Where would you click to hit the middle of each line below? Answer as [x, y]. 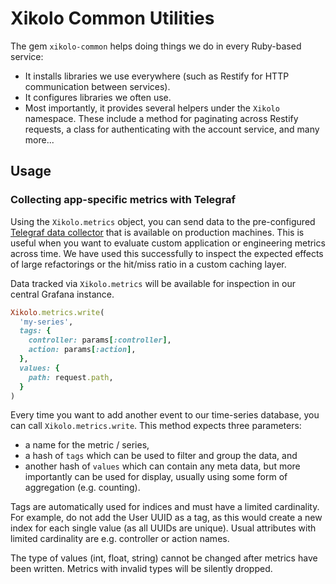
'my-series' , [46, 322]
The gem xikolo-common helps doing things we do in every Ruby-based [156, 46]
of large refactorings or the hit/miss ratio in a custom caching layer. [148, 264]
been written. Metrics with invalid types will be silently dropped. [141, 569]
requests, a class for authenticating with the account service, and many [172, 129]
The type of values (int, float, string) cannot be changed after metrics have [164, 558]
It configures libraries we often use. [98, 97]
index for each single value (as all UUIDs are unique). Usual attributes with [163, 528]
